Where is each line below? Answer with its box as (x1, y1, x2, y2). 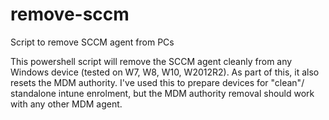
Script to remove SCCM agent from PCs (10, 36, 175, 48)
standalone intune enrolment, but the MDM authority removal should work (10, 87, 315, 99)
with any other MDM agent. (10, 98, 123, 110)
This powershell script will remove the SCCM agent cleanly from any (10, 55, 293, 67)
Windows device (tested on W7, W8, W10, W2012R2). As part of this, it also (10, 66, 320, 78)
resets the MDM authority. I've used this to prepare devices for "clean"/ (10, 76, 305, 88)
